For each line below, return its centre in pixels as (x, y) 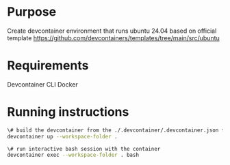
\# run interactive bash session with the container (84, 149)
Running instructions (68, 112)
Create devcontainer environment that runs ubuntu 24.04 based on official (112, 31)
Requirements (48, 66)
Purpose (32, 12)
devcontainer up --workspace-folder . (62, 136)
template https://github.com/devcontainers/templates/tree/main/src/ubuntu (114, 37)
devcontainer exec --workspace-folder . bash (73, 155)
